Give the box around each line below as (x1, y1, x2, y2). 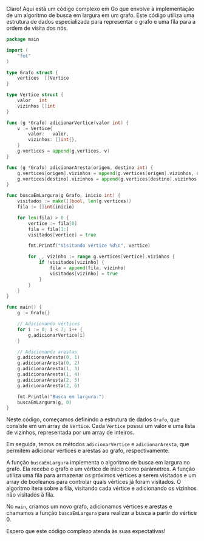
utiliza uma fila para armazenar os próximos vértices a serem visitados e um (6, 472, 197, 479)
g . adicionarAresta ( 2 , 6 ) (17, 382, 80, 388)
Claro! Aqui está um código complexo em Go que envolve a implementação (6, 5, 195, 12)
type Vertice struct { (6, 92, 64, 98)
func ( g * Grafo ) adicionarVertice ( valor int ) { (6, 120, 129, 126)
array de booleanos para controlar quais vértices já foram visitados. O (6, 478, 181, 486)
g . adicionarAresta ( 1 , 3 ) (17, 366, 80, 372)
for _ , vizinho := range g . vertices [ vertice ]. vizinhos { (28, 253, 175, 260)
